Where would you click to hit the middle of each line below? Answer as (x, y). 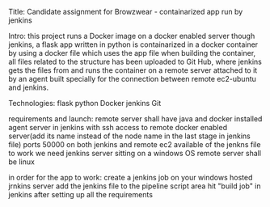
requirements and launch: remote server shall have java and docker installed (135, 119)
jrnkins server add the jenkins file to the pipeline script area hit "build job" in (135, 186)
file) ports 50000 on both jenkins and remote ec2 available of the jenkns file (135, 144)
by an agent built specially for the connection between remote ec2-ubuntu (133, 79)
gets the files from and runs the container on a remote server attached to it (133, 70)
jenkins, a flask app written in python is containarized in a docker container (133, 44)
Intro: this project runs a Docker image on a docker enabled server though (132, 36)
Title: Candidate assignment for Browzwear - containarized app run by (126, 12)
